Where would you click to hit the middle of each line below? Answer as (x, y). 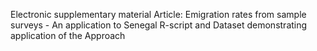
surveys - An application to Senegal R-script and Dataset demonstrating (159, 25)
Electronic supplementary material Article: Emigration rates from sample (158, 14)
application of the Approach (68, 35)
